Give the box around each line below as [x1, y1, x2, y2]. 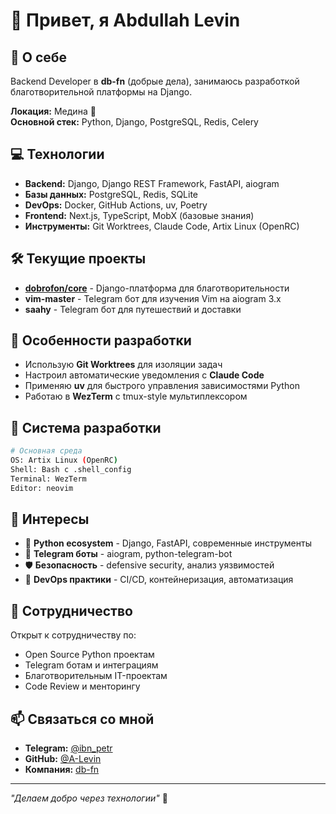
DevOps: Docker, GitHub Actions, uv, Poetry [24, 199, 208, 211]
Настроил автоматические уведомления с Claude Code [24, 369, 265, 381]
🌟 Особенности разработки [10, 332, 192, 349]
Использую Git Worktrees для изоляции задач [24, 359, 223, 371]
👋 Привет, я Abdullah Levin [10, 9, 241, 32]
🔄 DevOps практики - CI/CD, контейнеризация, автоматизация [24, 574, 294, 586]
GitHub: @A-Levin [24, 753, 102, 765]
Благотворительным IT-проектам [24, 670, 168, 682]
